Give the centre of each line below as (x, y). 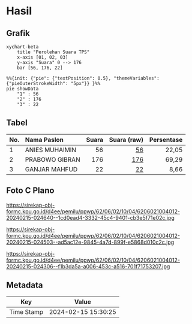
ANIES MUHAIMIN (51, 150)
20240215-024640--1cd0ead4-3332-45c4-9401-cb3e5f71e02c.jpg (91, 217)
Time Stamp (26, 312)
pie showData (22, 89)
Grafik (18, 33)
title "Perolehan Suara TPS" (53, 52)
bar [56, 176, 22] (40, 68)
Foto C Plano (30, 191)
